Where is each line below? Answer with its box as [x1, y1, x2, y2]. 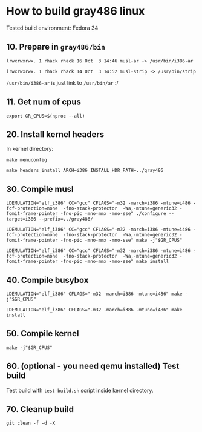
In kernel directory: [6, 145, 54, 153]
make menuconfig [6, 157, 47, 163]
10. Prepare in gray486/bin [6, 42, 106, 52]
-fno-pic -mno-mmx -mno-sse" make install [60, 259, 169, 265]
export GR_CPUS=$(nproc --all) [6, 113, 85, 119]
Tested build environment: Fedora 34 [6, 24, 99, 32]
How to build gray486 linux [6, 4, 145, 18]
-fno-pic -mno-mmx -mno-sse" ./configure [60, 211, 166, 217]
